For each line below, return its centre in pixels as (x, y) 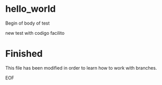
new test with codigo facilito (35, 33)
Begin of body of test (28, 23)
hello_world (31, 9)
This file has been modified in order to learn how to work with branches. (81, 68)
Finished (24, 54)
